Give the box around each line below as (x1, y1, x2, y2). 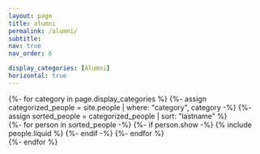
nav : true (8, 42, 42, 50)
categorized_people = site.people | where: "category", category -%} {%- (8, 102, 252, 112)
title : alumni (8, 19, 57, 28)
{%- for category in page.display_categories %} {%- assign (8, 94, 207, 104)
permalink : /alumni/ (8, 27, 79, 35)
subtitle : (8, 34, 42, 43)
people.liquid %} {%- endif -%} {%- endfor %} (8, 128, 164, 138)
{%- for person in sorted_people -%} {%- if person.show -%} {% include (8, 119, 253, 130)
